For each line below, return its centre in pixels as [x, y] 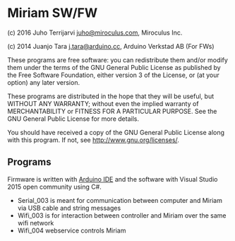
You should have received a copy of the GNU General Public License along [116, 132]
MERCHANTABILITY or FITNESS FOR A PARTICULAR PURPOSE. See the [112, 111]
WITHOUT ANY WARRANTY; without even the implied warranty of [103, 103]
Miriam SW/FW [53, 13]
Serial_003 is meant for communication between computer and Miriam [120, 200]
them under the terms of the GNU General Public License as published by [114, 67]
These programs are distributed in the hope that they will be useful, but [110, 96]
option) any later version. [43, 82]
